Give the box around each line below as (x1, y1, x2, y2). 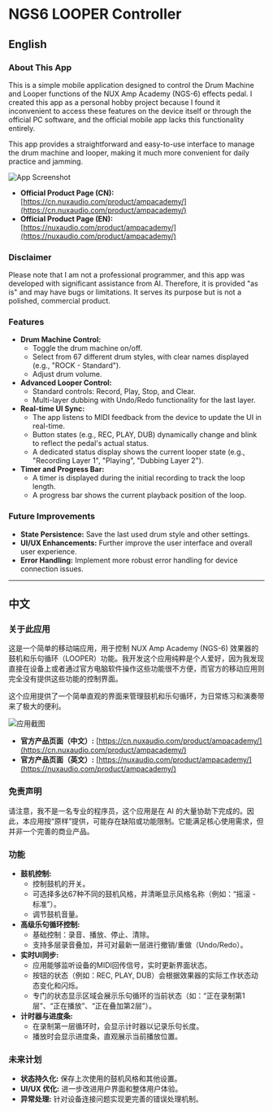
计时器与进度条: (19, 1011, 73, 1021)
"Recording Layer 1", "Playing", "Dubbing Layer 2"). (32, 456, 204, 466)
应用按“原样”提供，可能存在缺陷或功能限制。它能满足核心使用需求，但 (29, 816, 264, 826)
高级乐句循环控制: (19, 920, 80, 929)
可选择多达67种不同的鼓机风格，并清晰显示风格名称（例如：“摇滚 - (32, 889, 256, 899)
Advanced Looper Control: (19, 378, 112, 387)
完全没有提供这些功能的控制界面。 (8, 674, 123, 684)
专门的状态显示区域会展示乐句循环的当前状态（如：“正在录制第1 (32, 991, 245, 1001)
